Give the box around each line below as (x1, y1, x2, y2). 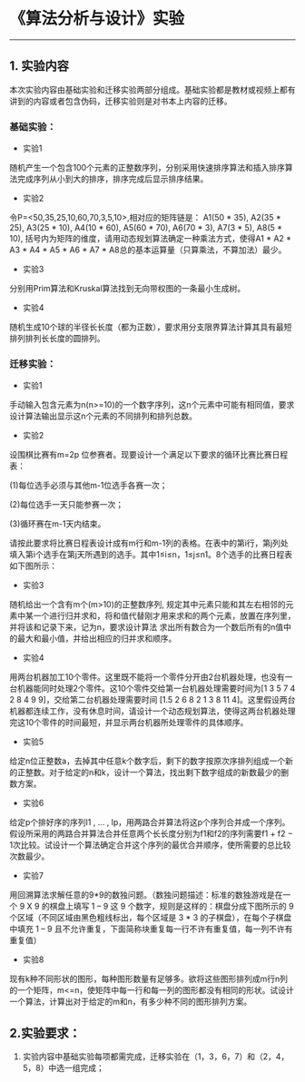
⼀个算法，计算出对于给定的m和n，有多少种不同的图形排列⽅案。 (9, 996, 252, 1008)
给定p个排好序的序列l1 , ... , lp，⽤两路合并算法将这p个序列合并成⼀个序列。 (9, 817, 290, 828)
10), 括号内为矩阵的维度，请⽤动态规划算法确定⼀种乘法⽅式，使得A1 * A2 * (9, 233, 292, 244)
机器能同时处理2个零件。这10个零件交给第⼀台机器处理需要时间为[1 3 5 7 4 (16, 683, 296, 694)
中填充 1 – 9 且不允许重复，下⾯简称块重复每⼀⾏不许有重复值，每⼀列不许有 (9, 923, 293, 935)
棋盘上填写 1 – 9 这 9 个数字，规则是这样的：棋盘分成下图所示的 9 (49, 900, 294, 912)
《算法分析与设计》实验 (9, 8, 185, 29)
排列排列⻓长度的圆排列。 (9, 333, 105, 344)
